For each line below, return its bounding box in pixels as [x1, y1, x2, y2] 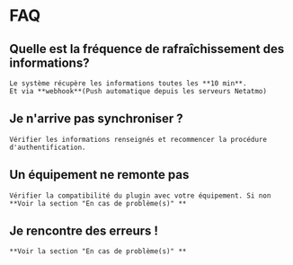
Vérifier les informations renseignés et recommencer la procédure [9, 135, 268, 144]
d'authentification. [9, 143, 87, 152]
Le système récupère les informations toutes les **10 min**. [9, 79, 247, 88]
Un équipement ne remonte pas [9, 167, 190, 182]
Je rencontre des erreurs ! [9, 224, 159, 239]
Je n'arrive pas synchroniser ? [9, 111, 183, 127]
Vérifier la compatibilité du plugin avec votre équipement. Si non [9, 190, 271, 200]
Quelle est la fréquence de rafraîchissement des [9, 41, 285, 57]
